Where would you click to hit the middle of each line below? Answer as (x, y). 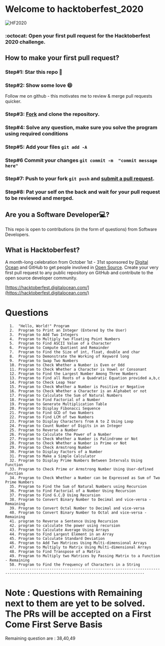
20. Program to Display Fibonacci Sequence (55, 408)
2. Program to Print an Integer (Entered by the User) (68, 330)
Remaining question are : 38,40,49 (40, 638)
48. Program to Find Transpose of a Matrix (55, 551)
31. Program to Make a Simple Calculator (53, 456)
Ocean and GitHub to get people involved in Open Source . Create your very (82, 267)
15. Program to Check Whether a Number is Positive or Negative (77, 387)
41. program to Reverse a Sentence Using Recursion (64, 521)
